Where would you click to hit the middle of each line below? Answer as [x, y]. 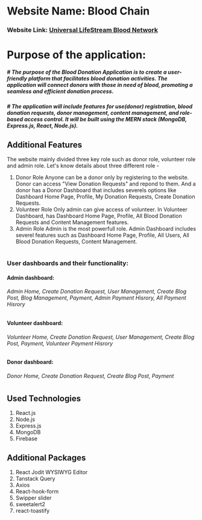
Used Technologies [44, 399]
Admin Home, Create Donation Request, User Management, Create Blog [97, 292]
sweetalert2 [30, 504]
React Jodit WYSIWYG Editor [52, 472]
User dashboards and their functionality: [68, 263]
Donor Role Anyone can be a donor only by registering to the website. [102, 178]
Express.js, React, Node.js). [43, 126]
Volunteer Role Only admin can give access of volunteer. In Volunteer [101, 210]
